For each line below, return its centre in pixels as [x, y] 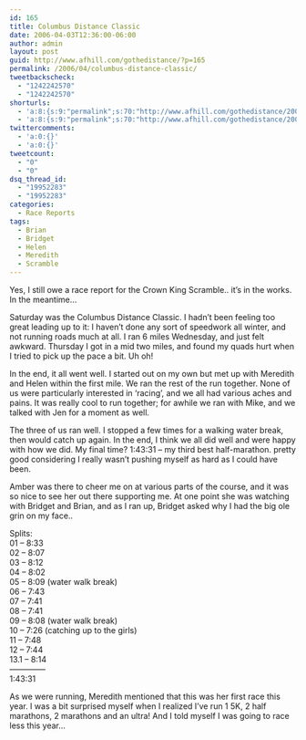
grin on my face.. [41, 516]
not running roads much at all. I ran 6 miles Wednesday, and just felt [137, 337]
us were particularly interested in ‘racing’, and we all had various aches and [151, 393]
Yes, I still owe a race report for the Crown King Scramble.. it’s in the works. [151, 290]
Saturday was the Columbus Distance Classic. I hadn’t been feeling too [143, 317]
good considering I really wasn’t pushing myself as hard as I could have [143, 459]
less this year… [38, 725]
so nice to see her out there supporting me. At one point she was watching [149, 496]
